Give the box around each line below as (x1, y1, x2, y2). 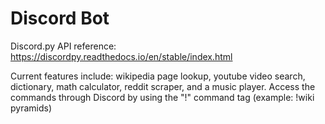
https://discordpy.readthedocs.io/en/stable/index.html (10, 50, 233, 62)
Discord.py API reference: (10, 40, 117, 52)
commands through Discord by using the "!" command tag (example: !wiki (10, 91, 315, 103)
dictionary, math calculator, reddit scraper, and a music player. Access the (10, 80, 316, 92)
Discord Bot (10, 7, 110, 30)
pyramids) (10, 102, 53, 114)
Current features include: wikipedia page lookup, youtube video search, (10, 70, 306, 82)
